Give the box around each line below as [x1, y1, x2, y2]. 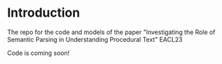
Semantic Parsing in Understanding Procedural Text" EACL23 [7, 35, 182, 43]
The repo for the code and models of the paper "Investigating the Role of [7, 28, 216, 36]
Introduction [7, 5, 80, 21]
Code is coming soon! [7, 49, 70, 57]
